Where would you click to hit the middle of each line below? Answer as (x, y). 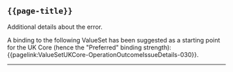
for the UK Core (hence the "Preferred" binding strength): (89, 47)
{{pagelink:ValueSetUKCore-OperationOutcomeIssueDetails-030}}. (103, 54)
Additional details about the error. (55, 27)
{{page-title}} (40, 11)
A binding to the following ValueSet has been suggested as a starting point (114, 40)
